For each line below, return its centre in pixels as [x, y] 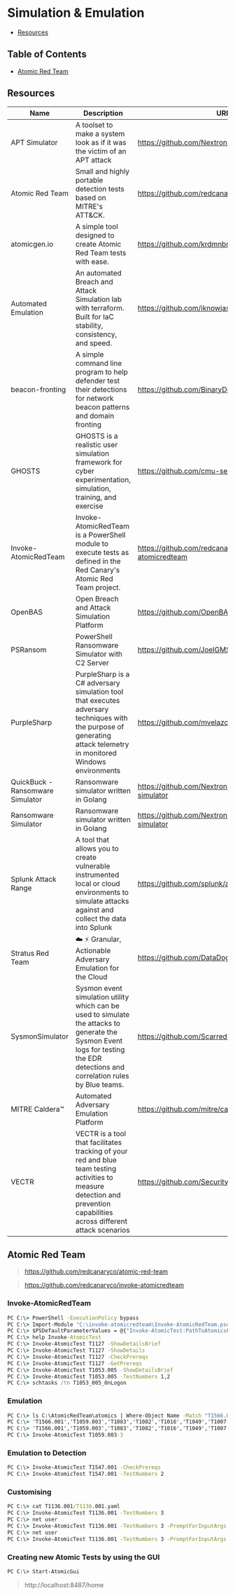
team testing [96, 1168]
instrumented [97, 875]
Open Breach [97, 598]
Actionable [93, 950]
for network [94, 398]
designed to [95, 235]
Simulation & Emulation [76, 13]
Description [103, 113]
